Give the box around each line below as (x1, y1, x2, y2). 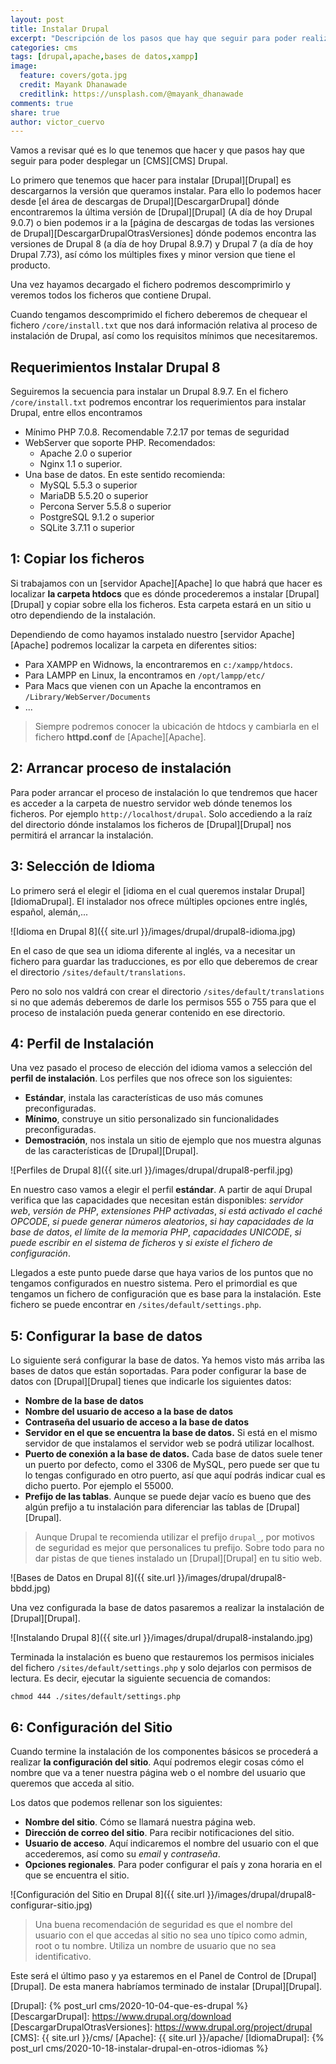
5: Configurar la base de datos (10, 1327, 203, 1345)
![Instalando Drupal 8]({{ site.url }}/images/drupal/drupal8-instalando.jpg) (10, 1632, 314, 1644)
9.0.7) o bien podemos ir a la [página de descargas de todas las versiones (10, 217, 315, 229)
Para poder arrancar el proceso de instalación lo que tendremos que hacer (10, 786, 318, 798)
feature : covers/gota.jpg (19, 71, 128, 81)
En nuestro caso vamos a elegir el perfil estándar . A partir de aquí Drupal (10, 1184, 313, 1196)
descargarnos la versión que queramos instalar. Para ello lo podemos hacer (10, 185, 322, 197)
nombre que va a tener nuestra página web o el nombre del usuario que (10, 1766, 306, 1778)
